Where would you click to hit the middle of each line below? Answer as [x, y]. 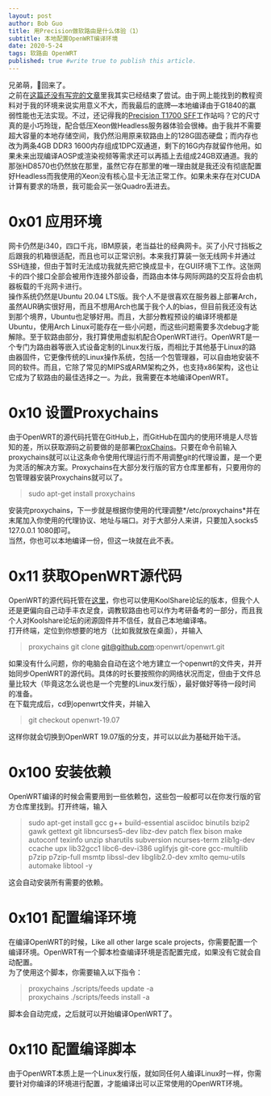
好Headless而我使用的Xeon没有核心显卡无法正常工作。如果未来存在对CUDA [134, 176]
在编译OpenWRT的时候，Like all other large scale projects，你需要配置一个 [133, 942]
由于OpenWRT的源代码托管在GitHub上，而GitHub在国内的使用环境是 [123, 437]
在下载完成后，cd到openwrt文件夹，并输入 [79, 704]
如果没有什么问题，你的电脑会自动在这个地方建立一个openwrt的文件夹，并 [132, 663]
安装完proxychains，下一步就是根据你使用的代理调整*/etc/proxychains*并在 [134, 510]
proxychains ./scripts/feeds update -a [91, 988]
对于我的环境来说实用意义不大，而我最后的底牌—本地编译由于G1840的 [132, 105]
